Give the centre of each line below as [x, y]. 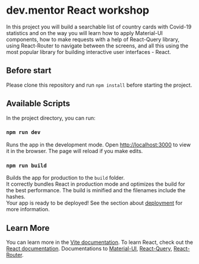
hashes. [16, 197]
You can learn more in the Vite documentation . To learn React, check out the [99, 242]
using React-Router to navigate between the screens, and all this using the [97, 46]
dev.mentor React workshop [78, 10]
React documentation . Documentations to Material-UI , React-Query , [89, 248]
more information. [28, 209]
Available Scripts [38, 104]
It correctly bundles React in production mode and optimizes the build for [96, 184]
